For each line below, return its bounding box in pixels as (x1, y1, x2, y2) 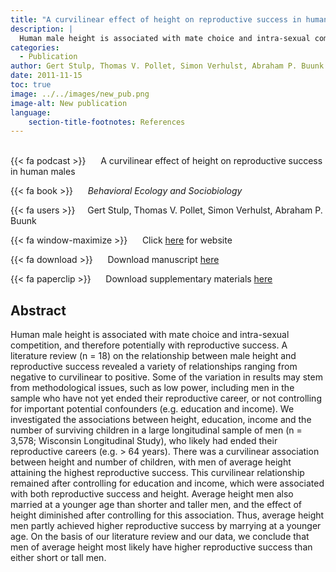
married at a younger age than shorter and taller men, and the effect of (10, 499, 302, 511)
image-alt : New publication (10, 98, 128, 108)
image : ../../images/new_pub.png (10, 89, 150, 99)
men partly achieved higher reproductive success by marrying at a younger (10, 520, 322, 532)
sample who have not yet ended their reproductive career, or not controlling (10, 392, 322, 405)
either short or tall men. (10, 552, 107, 564)
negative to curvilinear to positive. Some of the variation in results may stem (10, 371, 323, 383)
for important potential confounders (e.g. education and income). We (10, 403, 295, 415)
